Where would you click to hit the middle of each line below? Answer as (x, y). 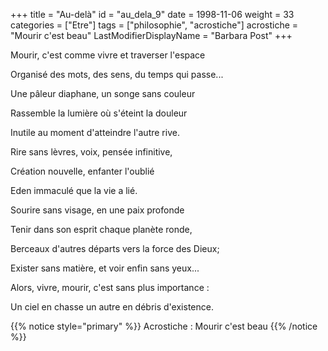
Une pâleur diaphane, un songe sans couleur (103, 93)
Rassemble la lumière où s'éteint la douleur (99, 113)
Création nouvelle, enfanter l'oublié (82, 171)
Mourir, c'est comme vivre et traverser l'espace (108, 55)
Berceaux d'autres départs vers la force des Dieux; (115, 248)
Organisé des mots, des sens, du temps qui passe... (117, 74)
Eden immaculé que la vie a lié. (74, 190)
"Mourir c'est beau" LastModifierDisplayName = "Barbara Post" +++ (151, 35)
